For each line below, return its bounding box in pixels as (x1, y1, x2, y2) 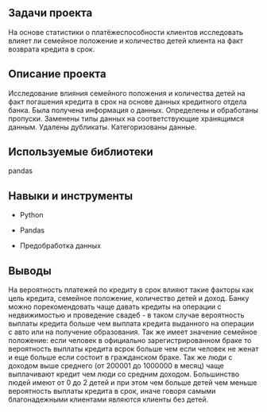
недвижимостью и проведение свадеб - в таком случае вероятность (8, 310, 245, 320)
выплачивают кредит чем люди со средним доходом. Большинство (8, 369, 240, 379)
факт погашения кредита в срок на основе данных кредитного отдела (8, 97, 247, 106)
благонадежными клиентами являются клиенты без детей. (8, 395, 209, 404)
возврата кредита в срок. (8, 44, 95, 54)
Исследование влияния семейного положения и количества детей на (8, 88, 246, 98)
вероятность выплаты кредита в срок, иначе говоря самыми (8, 387, 216, 396)
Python (19, 210, 44, 220)
